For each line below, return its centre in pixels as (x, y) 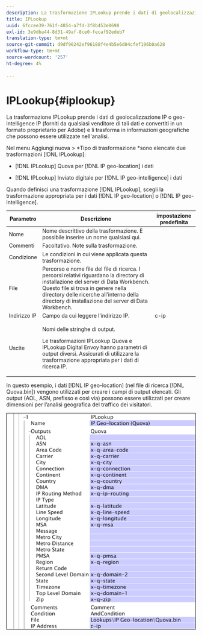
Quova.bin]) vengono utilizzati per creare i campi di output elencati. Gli (94, 391)
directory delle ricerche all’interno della (90, 294)
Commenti (22, 246)
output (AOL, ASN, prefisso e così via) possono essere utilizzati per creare (98, 398)
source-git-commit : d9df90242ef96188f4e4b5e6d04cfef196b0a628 (86, 45)
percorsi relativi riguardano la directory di (93, 275)
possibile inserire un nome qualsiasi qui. (91, 238)
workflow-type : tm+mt (33, 51)
